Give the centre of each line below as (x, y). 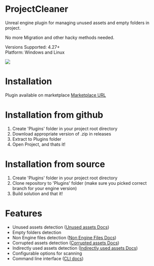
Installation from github (54, 115)
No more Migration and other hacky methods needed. (60, 37)
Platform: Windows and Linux (35, 52)
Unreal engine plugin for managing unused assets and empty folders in (77, 23)
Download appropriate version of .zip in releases (62, 133)
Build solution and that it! (38, 194)
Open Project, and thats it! (39, 144)
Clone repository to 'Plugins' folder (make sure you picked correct (79, 183)
